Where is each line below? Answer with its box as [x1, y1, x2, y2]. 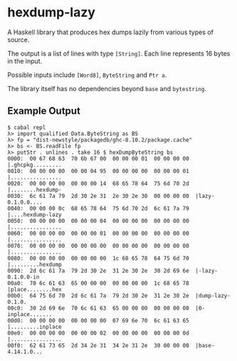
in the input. [7, 56, 43, 65]
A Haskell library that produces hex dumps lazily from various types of [7, 28, 214, 36]
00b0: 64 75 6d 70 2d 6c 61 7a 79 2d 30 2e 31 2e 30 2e [7, 292, 190, 299]
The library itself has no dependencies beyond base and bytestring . [7, 84, 206, 93]
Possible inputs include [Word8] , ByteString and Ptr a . [7, 70, 167, 79]
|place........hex [7, 286, 62, 293]
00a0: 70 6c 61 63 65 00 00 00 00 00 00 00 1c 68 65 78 [7, 279, 190, 287]
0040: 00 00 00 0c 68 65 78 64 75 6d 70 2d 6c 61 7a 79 [7, 204, 190, 212]
